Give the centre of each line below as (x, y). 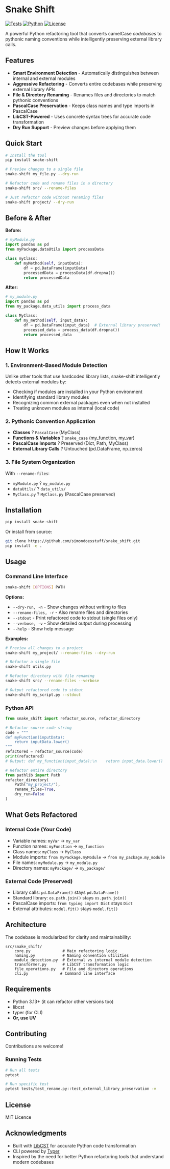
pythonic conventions (35, 100)
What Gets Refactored (41, 815)
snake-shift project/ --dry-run (40, 202)
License (18, 1105)
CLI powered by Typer (36, 1151)
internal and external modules (44, 78)
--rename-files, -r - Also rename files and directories (70, 612)
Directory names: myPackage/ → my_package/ (59, 868)
